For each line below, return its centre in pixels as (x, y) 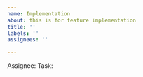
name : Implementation (39, 14)
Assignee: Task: (30, 66)
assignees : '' (28, 40)
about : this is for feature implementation (72, 20)
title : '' (22, 27)
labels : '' (23, 33)
